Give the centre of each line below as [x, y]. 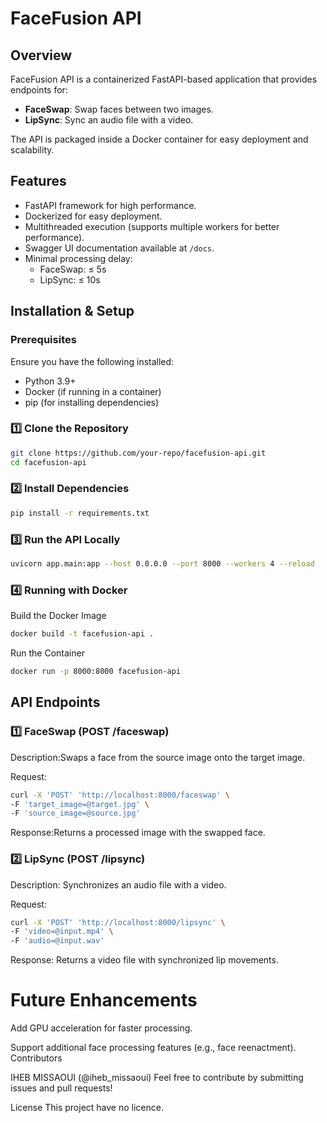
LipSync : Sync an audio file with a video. [109, 120]
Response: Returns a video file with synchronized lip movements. [144, 960]
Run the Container [47, 653]
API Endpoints [55, 702]
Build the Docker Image [58, 616]
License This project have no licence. [87, 1108]
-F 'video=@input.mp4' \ [62, 932]
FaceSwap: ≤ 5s [73, 269]
